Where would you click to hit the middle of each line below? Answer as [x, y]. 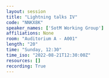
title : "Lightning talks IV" [42, 17]
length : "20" [22, 45]
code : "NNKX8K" [25, 22]
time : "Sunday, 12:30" [34, 50]
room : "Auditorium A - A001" [42, 39]
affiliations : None [30, 33]
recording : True [26, 66]
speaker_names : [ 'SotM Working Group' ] [55, 28]
